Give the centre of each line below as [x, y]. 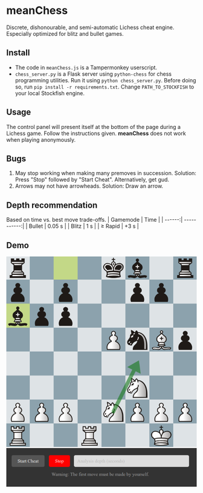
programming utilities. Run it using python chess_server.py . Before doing [105, 80]
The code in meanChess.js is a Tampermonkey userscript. [86, 67]
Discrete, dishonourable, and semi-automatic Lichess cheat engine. [90, 27]
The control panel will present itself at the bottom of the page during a [94, 127]
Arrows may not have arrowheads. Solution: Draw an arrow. [89, 186]
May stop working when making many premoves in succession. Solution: [105, 173]
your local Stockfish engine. [50, 93]
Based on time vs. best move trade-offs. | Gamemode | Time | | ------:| [95, 220]
